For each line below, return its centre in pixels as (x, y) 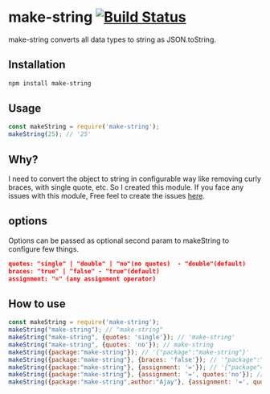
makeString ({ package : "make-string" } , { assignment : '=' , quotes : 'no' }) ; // (136, 375)
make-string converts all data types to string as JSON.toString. (112, 39)
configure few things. (43, 248)
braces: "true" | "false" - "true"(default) (84, 271)
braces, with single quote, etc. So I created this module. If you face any (126, 187)
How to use (37, 304)
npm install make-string (50, 83)
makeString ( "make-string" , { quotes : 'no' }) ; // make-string (111, 345)
